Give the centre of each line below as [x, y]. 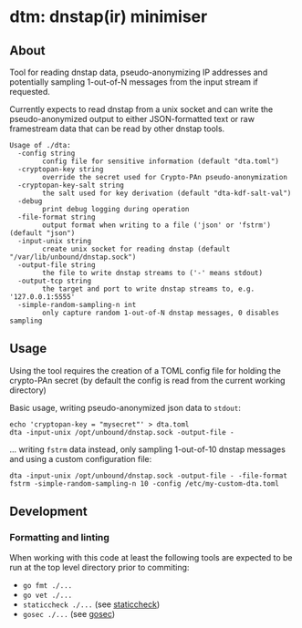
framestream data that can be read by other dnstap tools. [117, 129]
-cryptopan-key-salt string [71, 185]
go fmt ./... [47, 585]
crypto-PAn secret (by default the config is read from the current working [147, 380]
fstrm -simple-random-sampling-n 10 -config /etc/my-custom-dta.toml [145, 484]
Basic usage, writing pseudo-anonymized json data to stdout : [125, 407]
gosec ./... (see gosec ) [69, 613]
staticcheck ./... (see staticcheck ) [91, 604]
